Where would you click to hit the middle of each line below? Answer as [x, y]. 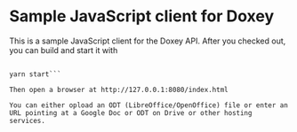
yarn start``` [36, 74]
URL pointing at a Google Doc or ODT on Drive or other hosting [131, 113]
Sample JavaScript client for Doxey [141, 16]
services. [28, 120]
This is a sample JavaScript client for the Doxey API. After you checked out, [148, 41]
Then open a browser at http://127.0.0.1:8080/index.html [119, 89]
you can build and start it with [64, 50]
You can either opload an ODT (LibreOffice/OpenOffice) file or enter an [149, 105]
